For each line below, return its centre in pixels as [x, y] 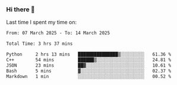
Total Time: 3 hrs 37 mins [39, 44]
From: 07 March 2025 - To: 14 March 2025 [58, 33]
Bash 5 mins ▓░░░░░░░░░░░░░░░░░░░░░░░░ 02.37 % [88, 71]
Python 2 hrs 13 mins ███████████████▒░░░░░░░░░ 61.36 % [88, 55]
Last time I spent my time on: [42, 22]
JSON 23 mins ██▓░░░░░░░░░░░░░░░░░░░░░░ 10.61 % [88, 65]
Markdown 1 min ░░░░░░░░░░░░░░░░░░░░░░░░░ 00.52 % [88, 76]
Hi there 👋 [21, 9]
